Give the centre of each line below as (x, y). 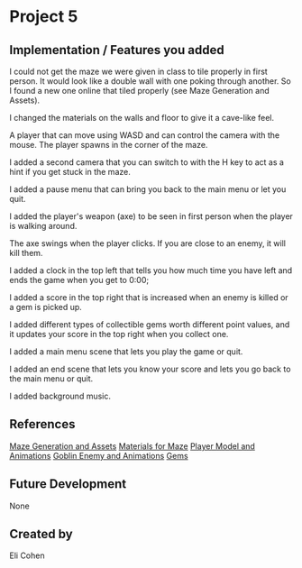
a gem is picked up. (46, 307)
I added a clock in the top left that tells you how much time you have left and (151, 270)
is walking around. (43, 226)
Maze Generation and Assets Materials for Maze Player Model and (132, 446)
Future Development (68, 484)
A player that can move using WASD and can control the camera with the (145, 135)
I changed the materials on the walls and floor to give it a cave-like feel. (142, 118)
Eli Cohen (27, 555)
